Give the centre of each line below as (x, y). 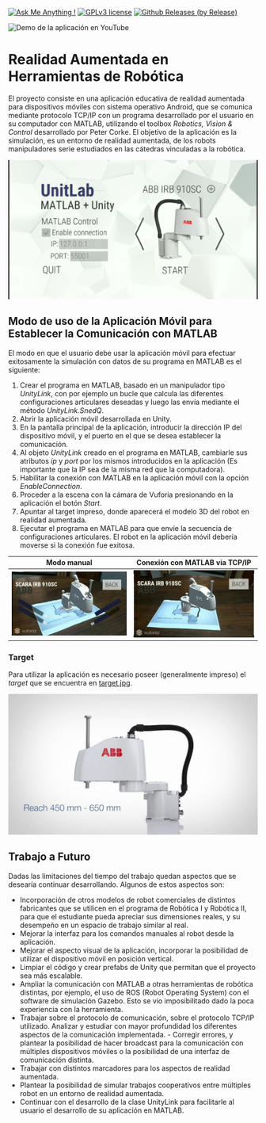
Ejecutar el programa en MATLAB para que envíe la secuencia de (125, 528)
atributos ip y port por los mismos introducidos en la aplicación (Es (129, 460)
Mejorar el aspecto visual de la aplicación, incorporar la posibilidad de (134, 950)
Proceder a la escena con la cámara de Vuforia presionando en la (126, 495)
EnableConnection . (51, 486)
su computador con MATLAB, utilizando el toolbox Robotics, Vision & (121, 124)
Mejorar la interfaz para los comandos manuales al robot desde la (127, 933)
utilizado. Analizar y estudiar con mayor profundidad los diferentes (128, 1026)
